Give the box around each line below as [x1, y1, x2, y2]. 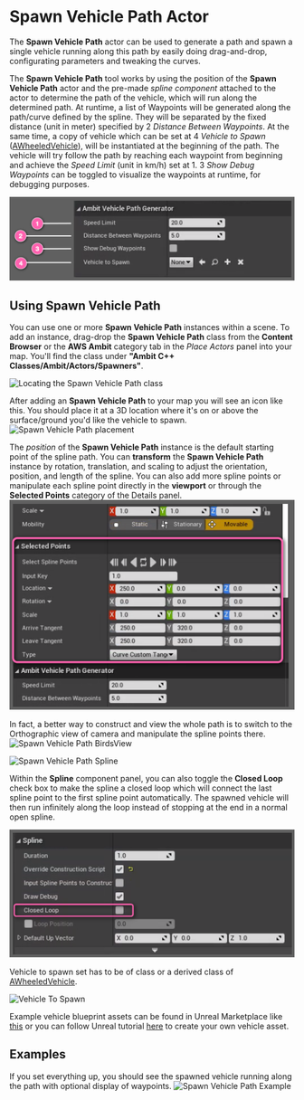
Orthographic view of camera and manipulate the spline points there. [9, 728, 266, 739]
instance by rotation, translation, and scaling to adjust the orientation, [9, 461, 268, 472]
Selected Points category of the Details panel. [9, 490, 183, 501]
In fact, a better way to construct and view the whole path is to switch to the [9, 718, 292, 729]
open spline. [9, 811, 56, 822]
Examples [9, 1047, 66, 1062]
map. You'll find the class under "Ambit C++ [9, 351, 175, 362]
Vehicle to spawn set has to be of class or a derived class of [9, 966, 233, 977]
